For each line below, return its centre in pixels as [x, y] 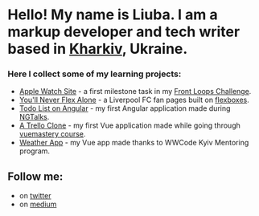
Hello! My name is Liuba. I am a [113, 15]
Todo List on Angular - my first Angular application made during [125, 108]
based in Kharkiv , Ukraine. [98, 49]
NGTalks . [34, 117]
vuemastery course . [52, 134]
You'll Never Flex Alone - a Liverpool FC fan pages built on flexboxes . [134, 100]
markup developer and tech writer [124, 32]
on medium [38, 204]
